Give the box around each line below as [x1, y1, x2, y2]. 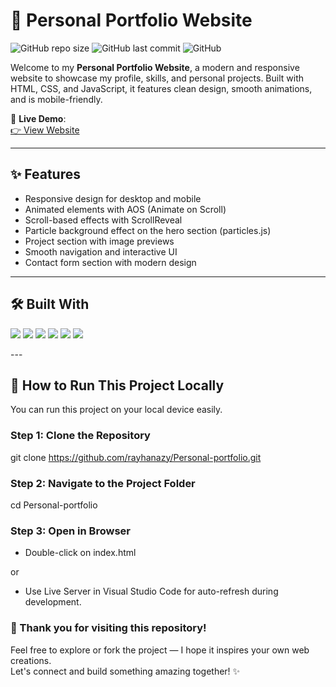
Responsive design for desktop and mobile [24, 192, 202, 204]
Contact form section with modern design [24, 256, 197, 268]
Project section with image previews [24, 235, 175, 247]
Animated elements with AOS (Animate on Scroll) [24, 203, 227, 215]
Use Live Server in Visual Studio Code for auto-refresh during [24, 585, 279, 598]
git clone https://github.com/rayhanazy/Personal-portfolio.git [10, 451, 262, 463]
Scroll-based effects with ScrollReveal [24, 214, 183, 226]
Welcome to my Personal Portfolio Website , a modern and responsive [10, 61, 300, 73]
